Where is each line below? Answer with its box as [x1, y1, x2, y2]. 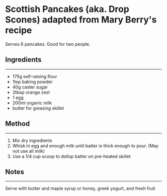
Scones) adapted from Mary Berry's [5, 14, 157, 25]
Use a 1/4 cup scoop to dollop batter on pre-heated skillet [12, 153, 131, 159]
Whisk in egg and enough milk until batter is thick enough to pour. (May [12, 143, 159, 149]
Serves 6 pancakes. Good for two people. [5, 41, 90, 47]
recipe [5, 25, 32, 36]
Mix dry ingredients [12, 137, 52, 143]
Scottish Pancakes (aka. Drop [5, 3, 129, 15]
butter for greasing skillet [12, 105, 64, 111]
